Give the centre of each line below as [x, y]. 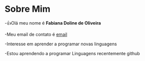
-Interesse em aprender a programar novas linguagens [61, 44]
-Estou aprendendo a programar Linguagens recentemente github [72, 53]
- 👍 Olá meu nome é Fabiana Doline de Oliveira [53, 23]
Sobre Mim [28, 9]
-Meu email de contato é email [36, 34]
